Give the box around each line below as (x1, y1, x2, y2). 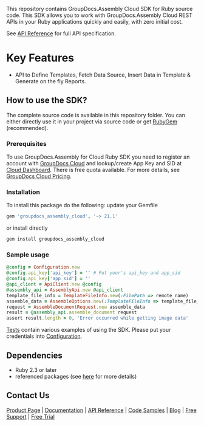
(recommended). (6, 124, 49, 131)
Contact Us (6, 390, 50, 400)
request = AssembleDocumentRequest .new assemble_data (6, 304, 146, 310)
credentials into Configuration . (6, 332, 83, 340)
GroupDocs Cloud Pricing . (6, 173, 72, 180)
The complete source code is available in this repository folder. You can (6, 111, 185, 119)
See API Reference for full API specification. (6, 30, 117, 37)
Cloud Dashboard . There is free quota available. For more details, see (6, 167, 180, 174)
